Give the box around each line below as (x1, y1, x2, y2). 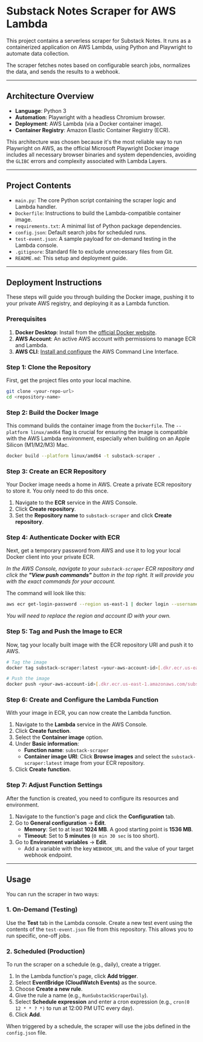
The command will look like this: (6, 590, 86, 597)
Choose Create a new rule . (14, 985, 83, 992)
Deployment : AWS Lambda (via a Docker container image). (14, 120, 163, 127)
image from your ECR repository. (63, 759, 145, 767)
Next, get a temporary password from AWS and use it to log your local (6, 547, 181, 554)
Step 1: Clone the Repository (6, 363, 91, 371)
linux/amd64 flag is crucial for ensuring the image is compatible (30, 429, 188, 436)
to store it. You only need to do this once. (6, 487, 109, 494)
